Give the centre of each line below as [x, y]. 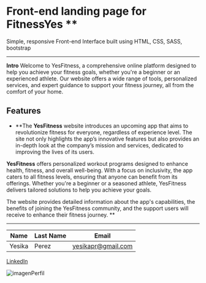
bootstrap [19, 48]
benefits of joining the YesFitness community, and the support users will [97, 208]
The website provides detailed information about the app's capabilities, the [101, 201]
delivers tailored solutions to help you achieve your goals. [79, 190]
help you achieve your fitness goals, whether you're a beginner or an [93, 72]
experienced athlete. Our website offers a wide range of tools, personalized [102, 79]
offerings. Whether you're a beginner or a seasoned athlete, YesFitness [97, 183]
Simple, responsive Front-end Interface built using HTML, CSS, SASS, [94, 41]
